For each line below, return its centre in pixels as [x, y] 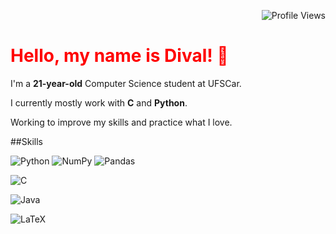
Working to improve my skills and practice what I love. [121, 122]
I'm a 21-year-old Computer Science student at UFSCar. [126, 83]
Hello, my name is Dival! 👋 [119, 56]
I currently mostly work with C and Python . [99, 102]
